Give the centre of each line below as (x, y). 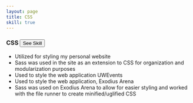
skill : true (21, 22)
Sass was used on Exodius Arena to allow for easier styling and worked (101, 87)
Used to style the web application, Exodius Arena (74, 81)
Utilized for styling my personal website (62, 56)
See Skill (32, 44)
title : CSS (19, 17)
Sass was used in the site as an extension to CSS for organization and (99, 63)
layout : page (22, 11)
